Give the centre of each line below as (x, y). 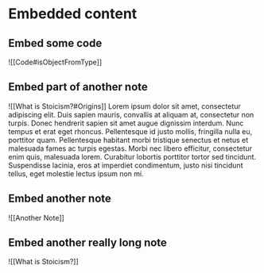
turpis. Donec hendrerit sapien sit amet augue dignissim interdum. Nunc (126, 123)
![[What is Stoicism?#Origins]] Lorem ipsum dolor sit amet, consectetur (124, 106)
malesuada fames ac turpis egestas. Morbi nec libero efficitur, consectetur (130, 148)
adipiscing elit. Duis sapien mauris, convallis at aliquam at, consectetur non (131, 114)
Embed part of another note (78, 87)
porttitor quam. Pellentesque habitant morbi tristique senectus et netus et (128, 140)
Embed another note (60, 199)
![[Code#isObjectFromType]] (55, 62)
